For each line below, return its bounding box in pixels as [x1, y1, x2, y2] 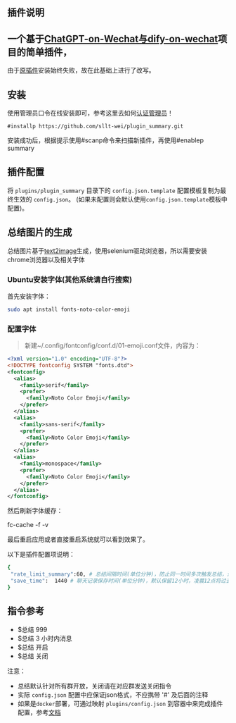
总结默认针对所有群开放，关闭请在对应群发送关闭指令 [17, 681, 172, 690]
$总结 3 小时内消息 [17, 634, 72, 643]
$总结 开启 [17, 643, 48, 651]
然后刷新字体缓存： [7, 507, 63, 515]
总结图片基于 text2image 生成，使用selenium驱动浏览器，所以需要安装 [7, 246, 207, 255]
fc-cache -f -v [7, 521, 49, 529]
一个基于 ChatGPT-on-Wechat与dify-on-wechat [7, 32, 218, 44]
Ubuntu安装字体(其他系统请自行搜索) [7, 274, 132, 284]
